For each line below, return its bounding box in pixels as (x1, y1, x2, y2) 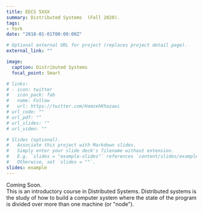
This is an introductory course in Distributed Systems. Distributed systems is (6, 188, 197, 195)
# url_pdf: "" (6, 114, 42, 121)
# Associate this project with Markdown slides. (6, 142, 137, 148)
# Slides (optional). (6, 136, 61, 142)
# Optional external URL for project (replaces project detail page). (6, 42, 188, 48)
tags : (6, 20, 20, 26)
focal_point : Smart (11, 70, 61, 76)
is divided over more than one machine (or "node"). (6, 200, 134, 208)
